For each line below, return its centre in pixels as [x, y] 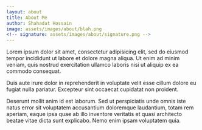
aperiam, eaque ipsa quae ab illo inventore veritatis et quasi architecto [94, 114]
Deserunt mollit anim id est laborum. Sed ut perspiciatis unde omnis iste [96, 101]
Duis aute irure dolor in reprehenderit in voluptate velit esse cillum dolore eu [101, 83]
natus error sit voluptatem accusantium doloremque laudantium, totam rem [100, 108]
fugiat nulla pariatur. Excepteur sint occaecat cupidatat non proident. [92, 89]
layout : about [24, 12]
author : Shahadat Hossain [39, 23]
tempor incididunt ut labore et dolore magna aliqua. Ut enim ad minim [93, 58]
